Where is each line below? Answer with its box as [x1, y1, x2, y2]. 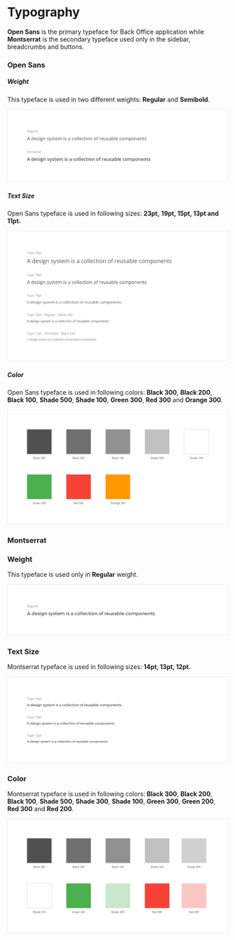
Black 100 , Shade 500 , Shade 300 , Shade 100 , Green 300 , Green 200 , [7, 797, 216, 806]
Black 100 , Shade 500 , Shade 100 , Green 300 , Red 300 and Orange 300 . [7, 395, 223, 404]
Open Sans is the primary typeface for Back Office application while [7, 27, 205, 36]
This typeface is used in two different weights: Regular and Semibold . [7, 95, 210, 103]
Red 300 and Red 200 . [7, 805, 74, 813]
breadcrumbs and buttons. [7, 42, 84, 51]
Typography [7, 4, 81, 20]
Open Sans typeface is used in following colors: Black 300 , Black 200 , [7, 388, 213, 396]
